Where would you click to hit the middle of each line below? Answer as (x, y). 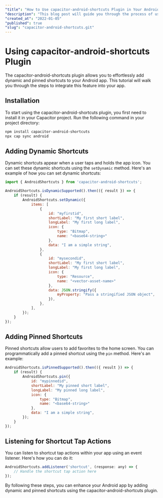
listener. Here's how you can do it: (39, 458)
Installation (22, 101)
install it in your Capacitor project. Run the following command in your (75, 117)
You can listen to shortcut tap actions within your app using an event (73, 453)
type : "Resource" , (76, 276)
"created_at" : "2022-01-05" (33, 18)
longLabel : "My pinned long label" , (68, 390)
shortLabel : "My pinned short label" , (70, 386)
